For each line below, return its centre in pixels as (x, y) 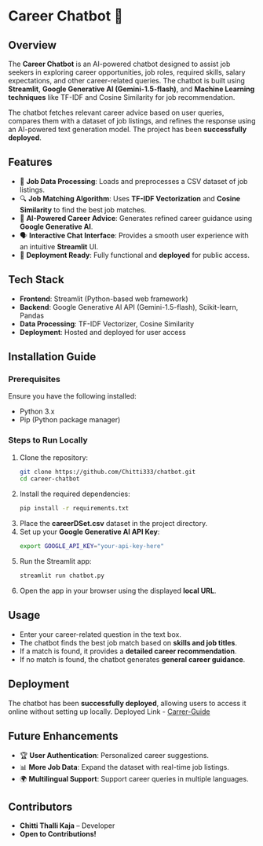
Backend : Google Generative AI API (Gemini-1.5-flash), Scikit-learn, (129, 307)
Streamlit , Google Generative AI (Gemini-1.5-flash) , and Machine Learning (131, 89)
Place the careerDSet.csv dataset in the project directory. (113, 524)
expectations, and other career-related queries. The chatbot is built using (127, 81)
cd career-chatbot (49, 479)
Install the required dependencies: (75, 494)
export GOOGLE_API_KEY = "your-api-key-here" (92, 546)
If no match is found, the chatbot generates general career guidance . (132, 659)
